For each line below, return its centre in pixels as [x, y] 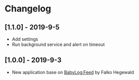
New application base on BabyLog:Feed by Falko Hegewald [73, 72]
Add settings [25, 39]
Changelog [28, 9]
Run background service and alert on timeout [58, 44]
